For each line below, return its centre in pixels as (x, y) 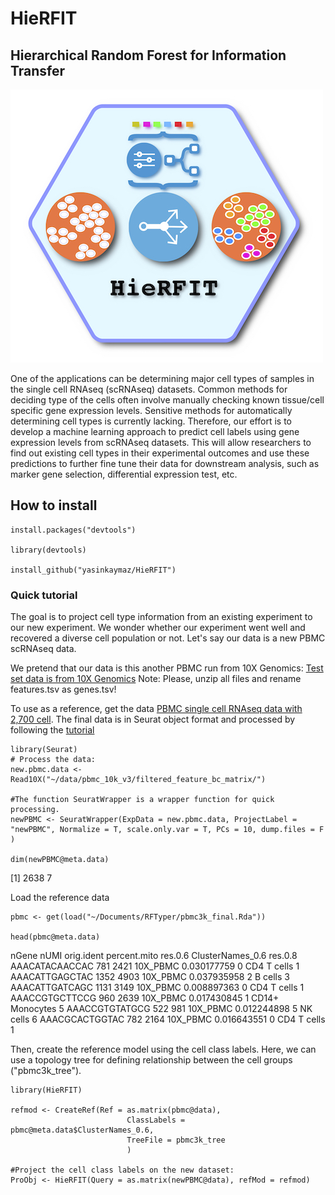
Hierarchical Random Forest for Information (148, 55)
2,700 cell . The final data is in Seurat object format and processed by (153, 719)
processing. (35, 810)
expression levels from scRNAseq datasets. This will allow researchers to (161, 442)
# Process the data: (53, 760)
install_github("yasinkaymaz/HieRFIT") (93, 570)
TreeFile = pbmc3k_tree (176, 1140)
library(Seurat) (44, 750)
